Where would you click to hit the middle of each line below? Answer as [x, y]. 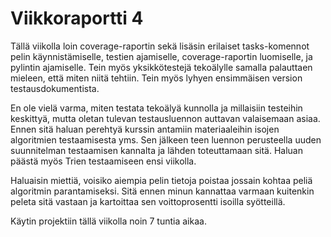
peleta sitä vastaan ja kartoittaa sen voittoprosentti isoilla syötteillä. [148, 201]
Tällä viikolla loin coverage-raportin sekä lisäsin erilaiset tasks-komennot [160, 46]
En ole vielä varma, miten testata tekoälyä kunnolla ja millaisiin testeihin [156, 108]
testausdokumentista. [55, 88]
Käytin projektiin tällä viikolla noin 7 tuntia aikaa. [108, 221]
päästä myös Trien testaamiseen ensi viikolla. [103, 161]
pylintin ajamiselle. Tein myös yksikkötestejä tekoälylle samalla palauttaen [161, 67]
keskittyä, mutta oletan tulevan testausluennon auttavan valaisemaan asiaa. [165, 118]
